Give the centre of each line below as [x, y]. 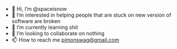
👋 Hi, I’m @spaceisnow [39, 9]
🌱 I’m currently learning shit [45, 27]
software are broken [36, 21]
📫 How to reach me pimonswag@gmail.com [65, 40]
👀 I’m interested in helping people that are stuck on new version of [91, 15]
